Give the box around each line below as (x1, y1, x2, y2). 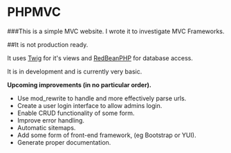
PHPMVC (7, 4, 61, 20)
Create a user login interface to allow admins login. (17, 101, 163, 109)
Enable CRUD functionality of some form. (17, 109, 135, 117)
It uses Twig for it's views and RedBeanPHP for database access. (7, 53, 194, 62)
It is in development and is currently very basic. (7, 67, 142, 75)
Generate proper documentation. (17, 138, 111, 146)
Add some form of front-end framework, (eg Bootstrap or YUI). (17, 131, 196, 139)
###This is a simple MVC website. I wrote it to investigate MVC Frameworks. (7, 27, 225, 35)
